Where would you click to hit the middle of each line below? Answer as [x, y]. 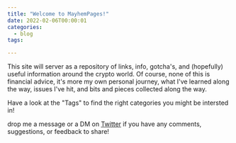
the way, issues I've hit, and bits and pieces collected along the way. [107, 89]
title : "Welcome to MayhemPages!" [58, 14]
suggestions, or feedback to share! [58, 132]
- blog [23, 34]
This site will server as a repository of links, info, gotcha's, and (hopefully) [115, 67]
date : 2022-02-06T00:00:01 [47, 21]
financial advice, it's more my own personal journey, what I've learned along [118, 81]
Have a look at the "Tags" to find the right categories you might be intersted [118, 103]
